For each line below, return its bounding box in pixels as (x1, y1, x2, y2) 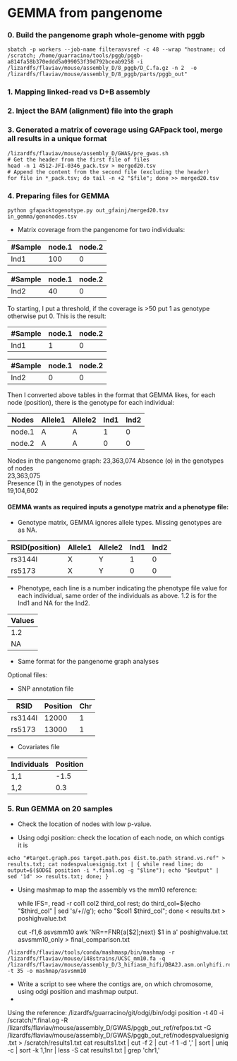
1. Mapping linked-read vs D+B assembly (7, 87, 150, 97)
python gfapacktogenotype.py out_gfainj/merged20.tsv (7, 207, 169, 214)
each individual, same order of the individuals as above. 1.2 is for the (17, 591, 217, 600)
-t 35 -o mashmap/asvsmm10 (7, 968, 87, 975)
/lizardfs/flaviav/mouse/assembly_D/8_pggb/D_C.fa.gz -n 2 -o (7, 65, 197, 72)
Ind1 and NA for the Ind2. (17, 599, 90, 607)
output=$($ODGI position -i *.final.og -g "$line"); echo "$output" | (7, 867, 219, 874)
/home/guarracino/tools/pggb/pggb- (38, 52, 143, 59)
